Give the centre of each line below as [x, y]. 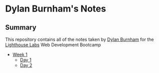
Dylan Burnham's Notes [56, 9]
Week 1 [20, 54]
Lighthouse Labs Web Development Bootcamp [53, 45]
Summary [21, 27]
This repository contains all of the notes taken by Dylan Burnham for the [79, 39]
